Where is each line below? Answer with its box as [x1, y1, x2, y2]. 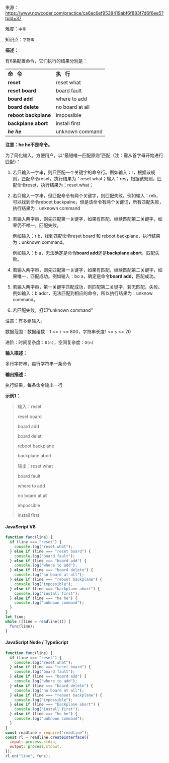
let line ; [5, 614, 26, 619]
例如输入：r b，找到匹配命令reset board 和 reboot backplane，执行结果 [12, 233, 160, 239]
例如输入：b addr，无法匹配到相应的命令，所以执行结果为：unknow [12, 290, 153, 296]
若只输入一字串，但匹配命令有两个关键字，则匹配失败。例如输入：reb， [12, 193, 161, 198]
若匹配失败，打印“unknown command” [12, 307, 93, 313]
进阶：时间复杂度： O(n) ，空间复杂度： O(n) [5, 339, 94, 345]
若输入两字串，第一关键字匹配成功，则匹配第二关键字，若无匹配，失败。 [12, 284, 162, 290]
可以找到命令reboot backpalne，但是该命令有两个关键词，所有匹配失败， [12, 199, 164, 205]
